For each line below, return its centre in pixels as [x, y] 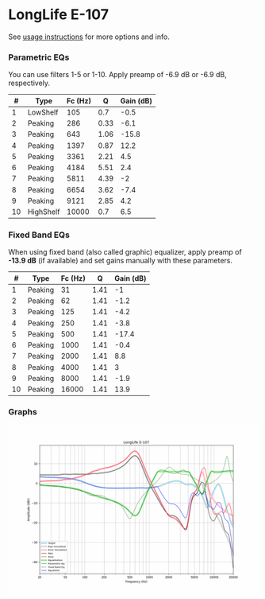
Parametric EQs [39, 57]
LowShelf [43, 112]
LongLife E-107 [59, 15]
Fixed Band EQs [39, 235]
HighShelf [44, 212]
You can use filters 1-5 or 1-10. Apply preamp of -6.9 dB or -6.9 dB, [118, 75]
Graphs [23, 412]
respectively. [29, 83]
